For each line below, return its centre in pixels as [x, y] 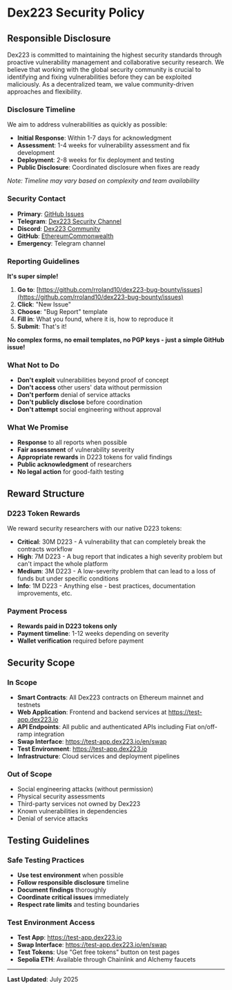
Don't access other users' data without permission [89, 387]
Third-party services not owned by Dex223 [79, 804]
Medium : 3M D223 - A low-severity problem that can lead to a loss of [116, 571]
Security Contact [37, 199]
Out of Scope [30, 774]
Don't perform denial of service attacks [74, 395]
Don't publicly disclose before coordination [80, 402]
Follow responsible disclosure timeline [73, 883]
